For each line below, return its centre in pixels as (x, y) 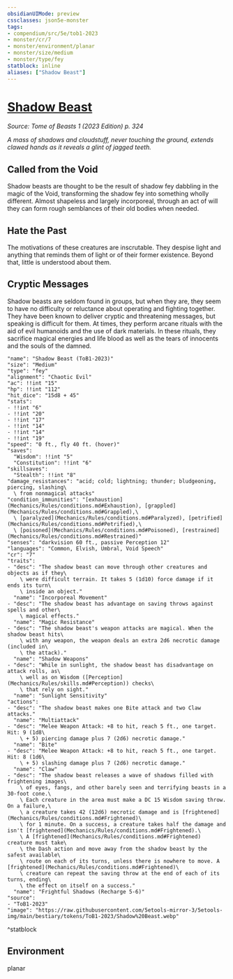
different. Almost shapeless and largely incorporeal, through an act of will (113, 201)
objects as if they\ (37, 573)
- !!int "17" (26, 420)
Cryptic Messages (48, 284)
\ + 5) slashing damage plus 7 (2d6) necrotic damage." (103, 763)
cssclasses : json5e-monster (48, 20)
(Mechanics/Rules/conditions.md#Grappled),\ (73, 512)
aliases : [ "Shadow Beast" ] (46, 72)
